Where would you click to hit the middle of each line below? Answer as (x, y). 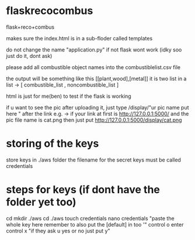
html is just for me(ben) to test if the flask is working (69, 96)
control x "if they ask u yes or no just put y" (58, 231)
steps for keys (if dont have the (83, 190)
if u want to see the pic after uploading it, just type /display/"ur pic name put (97, 107)
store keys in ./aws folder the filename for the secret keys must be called (93, 160)
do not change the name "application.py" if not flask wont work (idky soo (94, 49)
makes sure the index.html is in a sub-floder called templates (79, 38)
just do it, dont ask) (29, 56)
